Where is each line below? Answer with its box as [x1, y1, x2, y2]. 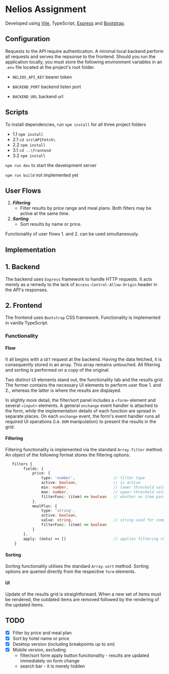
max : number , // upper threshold [41, 489, 154, 494]
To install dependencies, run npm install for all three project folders [5, 121, 146, 127]
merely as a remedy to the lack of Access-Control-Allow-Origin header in [5, 281, 157, 287]
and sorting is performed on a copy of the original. [5, 367, 110, 373]
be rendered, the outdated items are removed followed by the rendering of [5, 596, 159, 602]
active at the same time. [20, 210, 70, 217]
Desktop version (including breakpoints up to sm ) [12, 641, 115, 647]
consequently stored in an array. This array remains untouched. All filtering [5, 361, 160, 368]
